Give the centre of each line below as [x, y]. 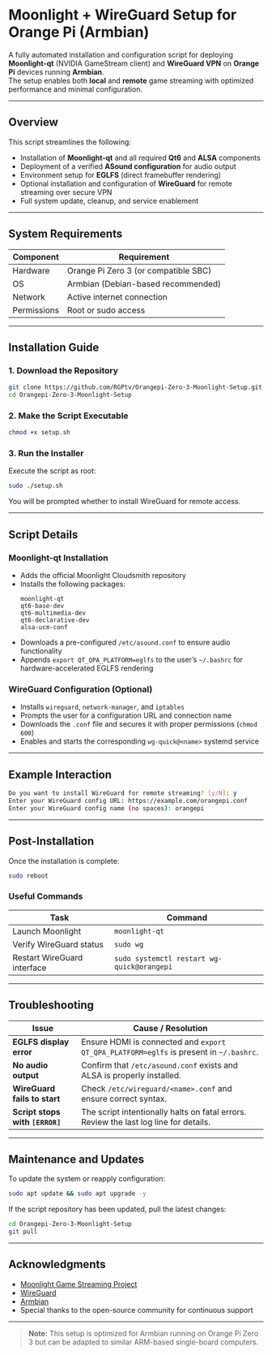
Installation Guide [54, 347]
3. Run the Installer [46, 454]
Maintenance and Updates [76, 1159]
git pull [23, 1232]
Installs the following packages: [72, 584]
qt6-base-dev [42, 606]
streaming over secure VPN [66, 192]
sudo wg [129, 944]
